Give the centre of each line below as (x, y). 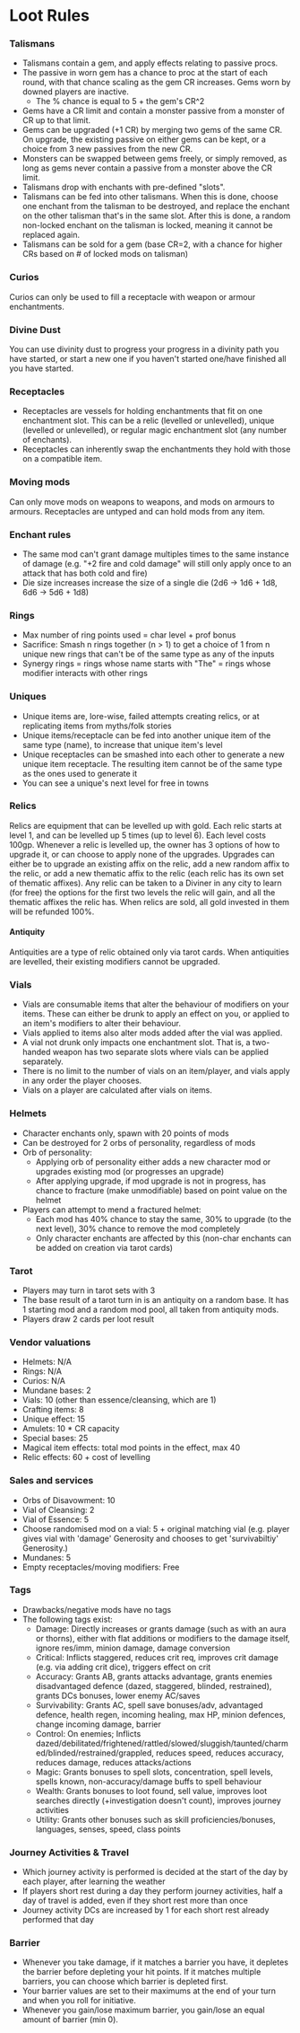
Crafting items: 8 (53, 1410)
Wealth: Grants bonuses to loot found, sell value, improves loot (151, 1791)
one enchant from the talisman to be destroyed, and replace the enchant (156, 207)
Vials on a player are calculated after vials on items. (117, 1090)
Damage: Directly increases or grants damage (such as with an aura (161, 1628)
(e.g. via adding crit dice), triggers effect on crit (123, 1667)
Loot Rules (49, 16)
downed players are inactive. (76, 92)
